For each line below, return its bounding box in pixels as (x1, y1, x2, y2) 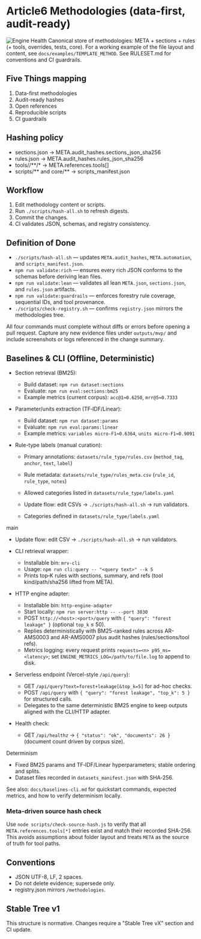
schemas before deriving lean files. (14, 273, 103, 280)
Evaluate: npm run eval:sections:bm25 (23, 387, 118, 394)
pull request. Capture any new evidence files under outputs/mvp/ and (6, 329, 177, 336)
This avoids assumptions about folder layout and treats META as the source (6, 834, 189, 841)
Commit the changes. (14, 214, 68, 221)
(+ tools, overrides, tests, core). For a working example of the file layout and (6, 43, 194, 51)
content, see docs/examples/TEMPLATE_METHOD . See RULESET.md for (6, 49, 172, 57)
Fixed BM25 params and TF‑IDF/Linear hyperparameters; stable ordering (14, 761, 196, 768)
